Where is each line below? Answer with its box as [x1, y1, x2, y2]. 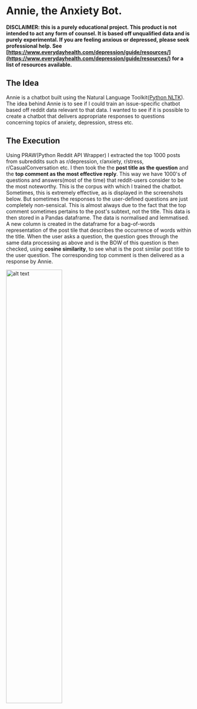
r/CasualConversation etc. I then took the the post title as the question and [6, 164, 189, 171]
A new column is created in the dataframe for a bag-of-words [6, 220, 155, 227]
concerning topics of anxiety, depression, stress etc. [6, 119, 133, 126]
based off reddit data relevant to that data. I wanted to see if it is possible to [6, 106, 189, 113]
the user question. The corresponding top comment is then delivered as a [6, 251, 185, 258]
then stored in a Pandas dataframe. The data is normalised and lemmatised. [6, 214, 189, 221]
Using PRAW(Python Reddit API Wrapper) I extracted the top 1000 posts [6, 151, 181, 158]
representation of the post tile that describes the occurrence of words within [6, 227, 192, 234]
